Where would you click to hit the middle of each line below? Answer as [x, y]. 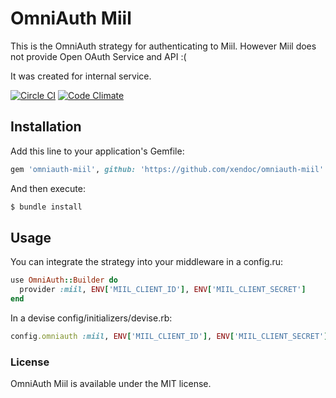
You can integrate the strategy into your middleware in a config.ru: [147, 262]
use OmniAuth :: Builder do [64, 280]
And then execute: [48, 188]
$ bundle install [46, 207]
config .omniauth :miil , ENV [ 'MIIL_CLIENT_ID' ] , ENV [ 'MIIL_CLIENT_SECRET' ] [169, 336]
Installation [46, 127]
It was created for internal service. [81, 76]
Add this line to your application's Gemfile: [97, 151]
